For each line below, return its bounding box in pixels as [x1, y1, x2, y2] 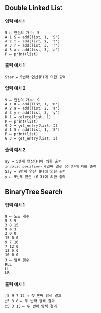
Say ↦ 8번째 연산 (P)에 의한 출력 [5, 169, 66, 174]
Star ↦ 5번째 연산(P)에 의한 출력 [5, 74, 66, 80]
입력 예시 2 [5, 85, 26, 91]
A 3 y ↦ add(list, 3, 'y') [5, 110, 60, 115]
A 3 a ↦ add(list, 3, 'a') [5, 47, 60, 52]
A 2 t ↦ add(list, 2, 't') [5, 39, 60, 43]
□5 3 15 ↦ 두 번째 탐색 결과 [5, 304, 57, 309]
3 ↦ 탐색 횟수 [5, 257, 30, 263]
